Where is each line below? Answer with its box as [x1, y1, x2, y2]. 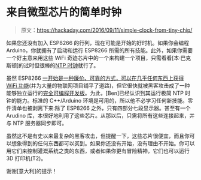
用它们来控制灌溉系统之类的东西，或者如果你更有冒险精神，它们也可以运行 [6, 147, 190, 154]
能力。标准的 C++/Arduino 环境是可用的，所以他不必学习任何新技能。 [16, 97, 188, 104]
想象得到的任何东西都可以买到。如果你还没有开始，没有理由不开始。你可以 [11, 139, 195, 147]
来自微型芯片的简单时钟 [6, 5, 122, 19]
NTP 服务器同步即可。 [13, 119, 68, 127]
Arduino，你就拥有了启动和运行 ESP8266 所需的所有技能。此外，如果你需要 [6, 46, 193, 54]
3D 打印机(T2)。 [6, 154, 47, 162]
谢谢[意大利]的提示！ [6, 167, 58, 175]
